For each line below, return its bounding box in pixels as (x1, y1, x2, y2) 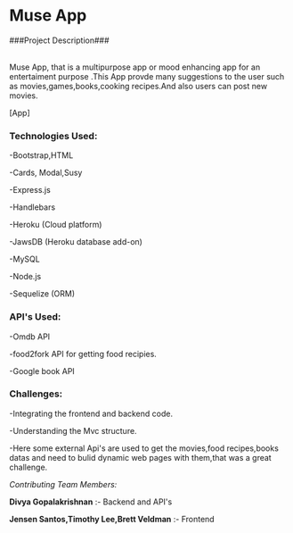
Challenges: (9, 387, 63, 400)
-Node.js (9, 271, 42, 282)
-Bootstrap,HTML (9, 150, 74, 161)
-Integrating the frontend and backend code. (9, 408, 174, 419)
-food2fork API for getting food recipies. (9, 348, 158, 359)
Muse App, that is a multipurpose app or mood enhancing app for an (9, 62, 261, 72)
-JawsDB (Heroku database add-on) (9, 237, 142, 247)
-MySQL (9, 254, 40, 264)
